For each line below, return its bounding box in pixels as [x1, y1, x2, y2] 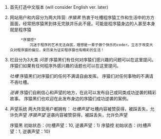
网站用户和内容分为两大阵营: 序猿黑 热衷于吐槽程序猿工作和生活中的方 [9, 15, 150, 20]
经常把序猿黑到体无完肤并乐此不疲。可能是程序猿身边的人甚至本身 [22, 21, 155, 26]
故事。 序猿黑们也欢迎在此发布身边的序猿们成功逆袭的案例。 [9, 96, 131, 101]
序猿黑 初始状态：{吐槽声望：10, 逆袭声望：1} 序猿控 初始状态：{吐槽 [9, 122, 147, 128]
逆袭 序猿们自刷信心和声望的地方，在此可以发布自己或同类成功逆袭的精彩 [9, 89, 157, 95]
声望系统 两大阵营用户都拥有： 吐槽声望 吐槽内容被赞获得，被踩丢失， [9, 106, 150, 112]
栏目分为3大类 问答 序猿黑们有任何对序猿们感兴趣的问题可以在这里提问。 [9, 57, 156, 62]
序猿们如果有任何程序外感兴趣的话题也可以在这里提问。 [9, 63, 121, 69]
